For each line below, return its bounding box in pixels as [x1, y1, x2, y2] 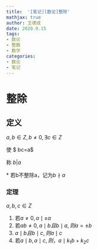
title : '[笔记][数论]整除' [6, 8, 70, 15]
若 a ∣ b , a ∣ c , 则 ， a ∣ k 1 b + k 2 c [14, 237, 90, 245]
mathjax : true [6, 14, 42, 20]
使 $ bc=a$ [6, 146, 34, 153]
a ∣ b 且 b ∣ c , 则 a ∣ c [14, 229, 62, 236]
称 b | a [6, 159, 21, 166]
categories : [6, 53, 36, 59]
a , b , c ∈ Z [6, 202, 32, 209]
